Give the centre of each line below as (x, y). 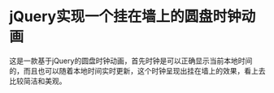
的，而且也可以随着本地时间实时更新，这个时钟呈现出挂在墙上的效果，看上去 (137, 70)
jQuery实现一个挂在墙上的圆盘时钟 (126, 17)
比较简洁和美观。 (38, 81)
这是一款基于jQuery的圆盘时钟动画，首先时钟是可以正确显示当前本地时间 (131, 61)
